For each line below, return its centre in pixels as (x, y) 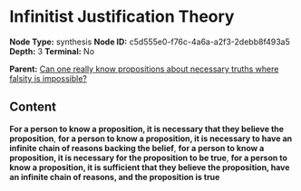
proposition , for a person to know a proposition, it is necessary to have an (151, 138)
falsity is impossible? (49, 78)
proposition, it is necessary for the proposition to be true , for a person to (149, 158)
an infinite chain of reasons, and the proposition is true (115, 177)
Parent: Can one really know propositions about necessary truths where (144, 69)
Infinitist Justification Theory (122, 17)
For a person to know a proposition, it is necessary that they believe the (146, 129)
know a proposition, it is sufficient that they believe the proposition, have (150, 167)
